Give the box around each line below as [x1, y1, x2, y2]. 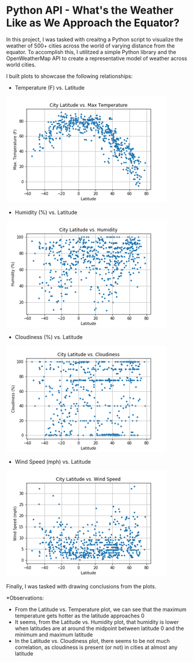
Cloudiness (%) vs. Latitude [14, 333, 83, 340]
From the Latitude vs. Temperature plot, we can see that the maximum [14, 606, 187, 613]
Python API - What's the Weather [6, 4, 174, 17]
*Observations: [6, 594, 45, 601]
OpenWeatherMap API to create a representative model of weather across [6, 55, 188, 62]
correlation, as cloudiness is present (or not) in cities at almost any [14, 644, 178, 651]
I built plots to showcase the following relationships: [6, 72, 133, 80]
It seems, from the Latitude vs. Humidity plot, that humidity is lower [14, 618, 179, 625]
